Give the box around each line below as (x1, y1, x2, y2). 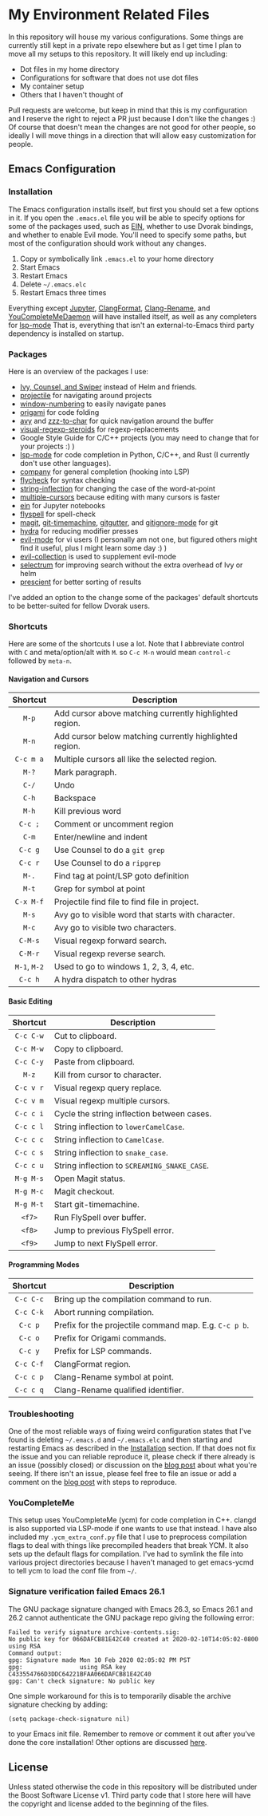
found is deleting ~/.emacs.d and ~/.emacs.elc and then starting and (8, 1435, 233, 1445)
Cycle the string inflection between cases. (54, 1107, 212, 1119)
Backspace (54, 792, 97, 803)
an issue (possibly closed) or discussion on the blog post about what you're (8, 1460, 258, 1470)
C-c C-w (14, 1031, 44, 1040)
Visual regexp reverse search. (54, 948, 166, 959)
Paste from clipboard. (54, 1056, 136, 1067)
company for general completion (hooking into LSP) (19, 467, 190, 476)
